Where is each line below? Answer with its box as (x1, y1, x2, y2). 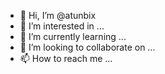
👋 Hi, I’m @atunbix (19, 10, 97, 21)
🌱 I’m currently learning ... (19, 31, 127, 42)
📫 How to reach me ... (19, 53, 113, 64)
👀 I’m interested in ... (19, 20, 105, 32)
